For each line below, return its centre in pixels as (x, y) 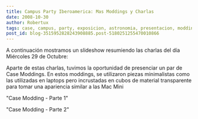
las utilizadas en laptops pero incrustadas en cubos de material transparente (99, 81)
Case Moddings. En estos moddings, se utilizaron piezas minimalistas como (98, 74)
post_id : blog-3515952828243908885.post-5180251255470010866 (83, 34)
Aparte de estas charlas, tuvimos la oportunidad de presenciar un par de (94, 68)
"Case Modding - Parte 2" (38, 110)
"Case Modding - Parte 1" (37, 98)
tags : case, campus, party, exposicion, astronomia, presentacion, (91, 28)
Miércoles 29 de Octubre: (37, 57)
